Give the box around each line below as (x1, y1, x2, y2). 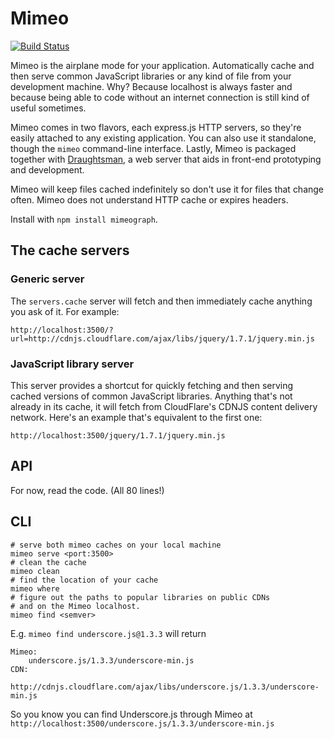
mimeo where (10, 583, 60, 594)
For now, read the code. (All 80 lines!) (10, 484, 165, 496)
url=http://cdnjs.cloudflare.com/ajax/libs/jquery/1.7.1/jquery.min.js (10, 333, 315, 344)
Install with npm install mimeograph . (10, 213, 158, 225)
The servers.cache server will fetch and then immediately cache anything (10, 295, 313, 307)
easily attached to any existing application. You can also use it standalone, (10, 132, 317, 144)
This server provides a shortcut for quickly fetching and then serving (10, 379, 294, 391)
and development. (10, 163, 85, 176)
